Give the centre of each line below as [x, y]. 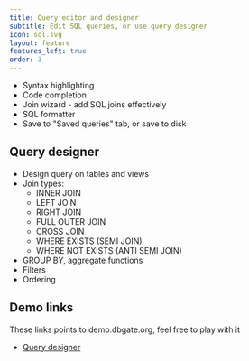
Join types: [43, 183]
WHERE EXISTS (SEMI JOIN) [89, 241]
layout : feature [40, 43]
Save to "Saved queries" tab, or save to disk [104, 124]
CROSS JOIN [60, 231]
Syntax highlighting [58, 85]
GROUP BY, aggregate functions [83, 260]
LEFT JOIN [56, 202]
